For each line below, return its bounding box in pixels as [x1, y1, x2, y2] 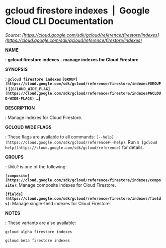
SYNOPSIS [5, 66, 28, 72]
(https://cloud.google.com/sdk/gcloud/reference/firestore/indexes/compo [5, 177, 162, 183]
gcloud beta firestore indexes [5, 238, 70, 243]
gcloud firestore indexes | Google [5, 5, 150, 16]
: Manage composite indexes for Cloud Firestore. [16, 182, 116, 188]
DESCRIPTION [5, 105, 35, 111]
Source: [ [5, 32, 24, 38]
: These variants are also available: [5, 220, 76, 226]
